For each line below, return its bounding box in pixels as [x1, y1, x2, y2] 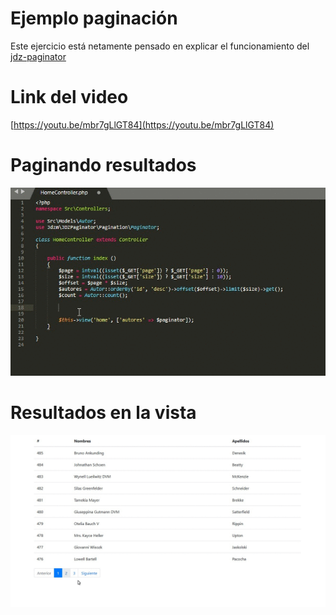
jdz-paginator [10, 50, 67, 62]
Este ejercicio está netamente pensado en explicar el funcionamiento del [10, 40, 310, 52]
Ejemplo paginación [10, 7, 178, 30]
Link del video [10, 86, 129, 109]
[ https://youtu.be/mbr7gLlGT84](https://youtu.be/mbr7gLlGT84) [10, 118, 275, 131]
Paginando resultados [10, 154, 197, 177]
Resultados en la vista [10, 402, 197, 424]
